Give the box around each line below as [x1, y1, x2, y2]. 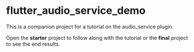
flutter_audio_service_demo [6, 4, 146, 17]
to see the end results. [6, 40, 61, 47]
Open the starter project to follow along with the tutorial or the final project [6, 34, 188, 41]
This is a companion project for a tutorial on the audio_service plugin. [6, 23, 174, 30]
